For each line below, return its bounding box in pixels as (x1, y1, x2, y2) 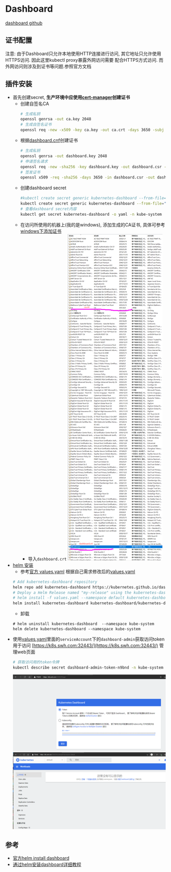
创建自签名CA (20, 100, 49, 107)
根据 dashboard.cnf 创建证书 (20, 137, 78, 143)
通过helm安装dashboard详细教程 (12, 861, 81, 867)
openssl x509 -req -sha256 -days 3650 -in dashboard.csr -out (20, 175, 155, 180)
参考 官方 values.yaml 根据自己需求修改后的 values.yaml (20, 568, 135, 574)
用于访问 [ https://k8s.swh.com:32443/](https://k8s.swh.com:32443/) (12, 643, 158, 649)
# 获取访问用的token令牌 (12, 660, 60, 665)
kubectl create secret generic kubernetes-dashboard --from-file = (20, 201, 164, 207)
